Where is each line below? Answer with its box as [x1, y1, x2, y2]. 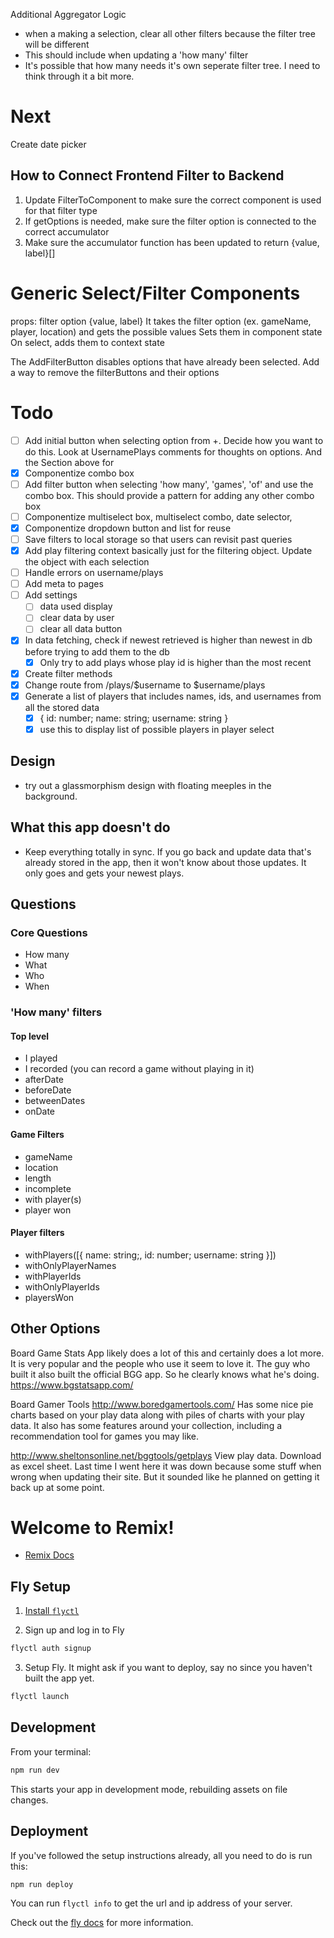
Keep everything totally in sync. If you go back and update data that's [24, 845, 312, 858]
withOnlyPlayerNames [24, 1259, 117, 1271]
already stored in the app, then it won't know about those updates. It [24, 856, 307, 868]
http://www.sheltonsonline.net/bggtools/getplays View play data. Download [10, 1449, 322, 1461]
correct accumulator [24, 225, 110, 238]
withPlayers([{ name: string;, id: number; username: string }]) [24, 1249, 277, 1261]
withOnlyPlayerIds [24, 1280, 100, 1293]
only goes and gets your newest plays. [24, 867, 185, 879]
